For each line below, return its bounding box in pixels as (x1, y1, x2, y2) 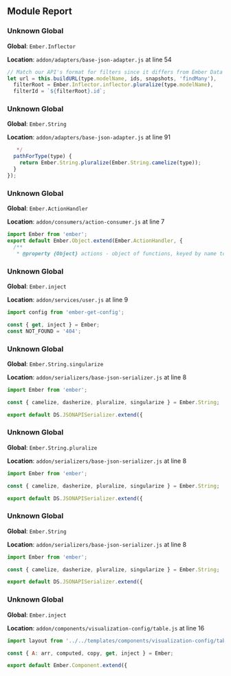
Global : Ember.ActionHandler (7, 204, 88, 212)
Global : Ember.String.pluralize (7, 443, 98, 451)
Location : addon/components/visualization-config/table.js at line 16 (7, 624, 205, 632)
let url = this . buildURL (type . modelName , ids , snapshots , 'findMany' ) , (7, 75, 217, 82)
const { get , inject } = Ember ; (7, 321, 100, 328)
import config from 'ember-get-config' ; (7, 308, 125, 316)
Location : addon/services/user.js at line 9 (7, 295, 129, 304)
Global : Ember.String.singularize (7, 359, 104, 368)
